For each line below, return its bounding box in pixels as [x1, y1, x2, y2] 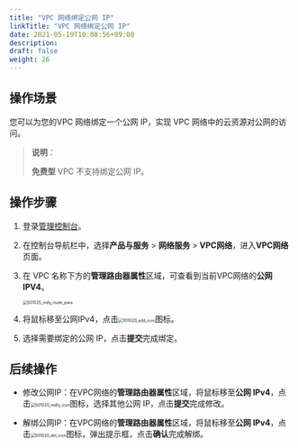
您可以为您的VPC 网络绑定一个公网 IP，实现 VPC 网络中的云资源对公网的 [9, 116, 279, 127]
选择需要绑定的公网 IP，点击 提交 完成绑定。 [22, 333, 183, 343]
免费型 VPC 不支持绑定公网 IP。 [31, 166, 149, 177]
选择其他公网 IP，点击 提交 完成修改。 [93, 398, 230, 409]
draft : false [9, 47, 59, 56]
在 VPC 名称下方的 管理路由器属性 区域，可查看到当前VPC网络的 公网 [22, 270, 273, 280]
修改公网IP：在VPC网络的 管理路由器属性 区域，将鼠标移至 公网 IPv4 [22, 387, 271, 398]
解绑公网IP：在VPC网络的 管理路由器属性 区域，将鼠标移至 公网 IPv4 [22, 417, 271, 428]
